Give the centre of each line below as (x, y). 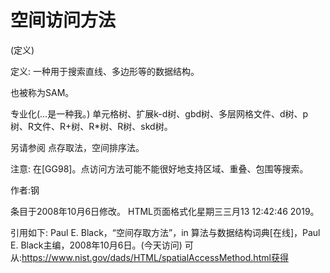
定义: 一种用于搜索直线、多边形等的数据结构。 (105, 71)
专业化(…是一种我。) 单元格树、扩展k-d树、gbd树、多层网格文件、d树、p (159, 113)
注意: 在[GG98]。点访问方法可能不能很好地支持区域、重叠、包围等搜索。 (159, 168)
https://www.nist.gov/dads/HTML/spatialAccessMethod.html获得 (155, 257)
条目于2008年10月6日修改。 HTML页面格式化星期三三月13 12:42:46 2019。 (165, 211)
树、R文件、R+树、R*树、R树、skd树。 (91, 126)
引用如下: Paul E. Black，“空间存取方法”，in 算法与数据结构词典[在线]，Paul (165, 232)
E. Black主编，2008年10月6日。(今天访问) (96, 245)
